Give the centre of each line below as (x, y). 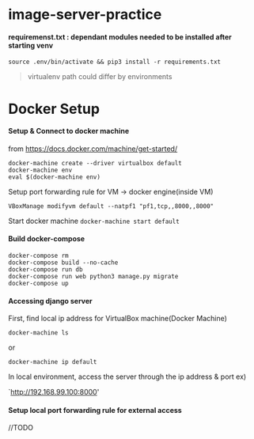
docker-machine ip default (53, 362)
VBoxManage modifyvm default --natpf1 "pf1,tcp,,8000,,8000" (111, 206)
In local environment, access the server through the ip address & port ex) (127, 377)
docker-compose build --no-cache (63, 263)
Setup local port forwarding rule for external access (95, 410)
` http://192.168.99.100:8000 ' (54, 392)
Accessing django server (50, 301)
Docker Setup (54, 109)
